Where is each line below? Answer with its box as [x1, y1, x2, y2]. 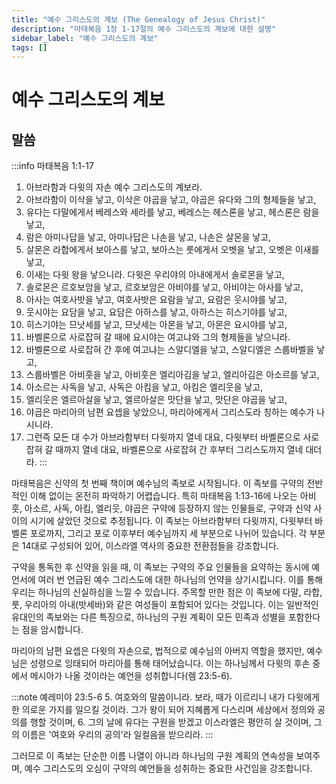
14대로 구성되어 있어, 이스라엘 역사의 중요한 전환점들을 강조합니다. [21, 540, 279, 552]
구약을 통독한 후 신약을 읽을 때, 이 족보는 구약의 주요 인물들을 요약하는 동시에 [11, 561, 310, 573]
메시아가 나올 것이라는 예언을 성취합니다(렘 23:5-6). [29, 670, 233, 682]
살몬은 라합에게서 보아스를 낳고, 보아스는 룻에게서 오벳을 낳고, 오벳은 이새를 [25, 244, 320, 256]
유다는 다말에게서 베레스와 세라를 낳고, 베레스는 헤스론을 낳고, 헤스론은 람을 [25, 206, 320, 218]
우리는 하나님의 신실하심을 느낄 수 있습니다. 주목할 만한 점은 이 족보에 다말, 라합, [11, 586, 323, 598]
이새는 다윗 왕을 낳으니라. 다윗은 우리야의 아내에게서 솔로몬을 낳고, [25, 269, 285, 281]
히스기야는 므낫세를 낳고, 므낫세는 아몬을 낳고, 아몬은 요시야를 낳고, [25, 319, 288, 331]
